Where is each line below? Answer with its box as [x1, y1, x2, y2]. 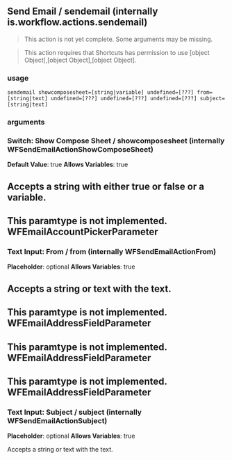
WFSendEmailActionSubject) [7, 415, 108, 425]
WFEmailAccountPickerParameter [7, 226, 158, 238]
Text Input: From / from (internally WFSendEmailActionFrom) [7, 247, 217, 257]
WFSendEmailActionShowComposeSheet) [7, 144, 154, 154]
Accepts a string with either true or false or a [7, 180, 205, 192]
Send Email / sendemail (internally [7, 6, 158, 17]
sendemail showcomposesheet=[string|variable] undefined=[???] [7, 89, 194, 96]
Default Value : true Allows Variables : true [7, 160, 129, 169]
